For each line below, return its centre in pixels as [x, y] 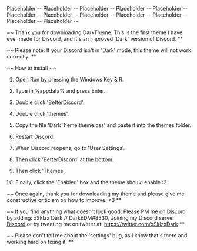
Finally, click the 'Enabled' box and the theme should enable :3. [91, 182]
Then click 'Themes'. [41, 171]
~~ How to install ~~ [31, 68]
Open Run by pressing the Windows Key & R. [69, 79]
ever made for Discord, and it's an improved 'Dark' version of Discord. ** [95, 39]
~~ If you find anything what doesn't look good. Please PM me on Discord [96, 211]
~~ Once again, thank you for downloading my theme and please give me [96, 194]
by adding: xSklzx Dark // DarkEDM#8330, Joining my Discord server [91, 218]
